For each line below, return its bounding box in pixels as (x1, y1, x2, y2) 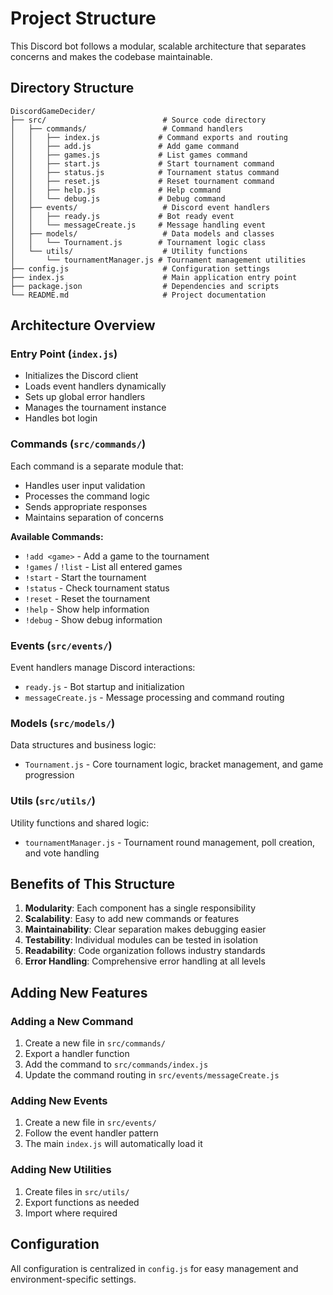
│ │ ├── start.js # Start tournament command (10, 158, 275, 169)
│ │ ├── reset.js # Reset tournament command (10, 176, 275, 186)
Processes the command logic (24, 490, 150, 502)
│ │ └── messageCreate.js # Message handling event (10, 220, 267, 230)
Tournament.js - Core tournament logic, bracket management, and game (24, 758, 324, 771)
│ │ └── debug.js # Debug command (10, 193, 226, 204)
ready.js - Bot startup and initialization (24, 681, 185, 693)
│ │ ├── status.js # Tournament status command (10, 167, 280, 177)
